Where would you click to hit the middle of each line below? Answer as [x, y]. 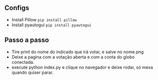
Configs [17, 8]
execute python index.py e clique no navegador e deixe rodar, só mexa [82, 67]
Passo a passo [27, 40]
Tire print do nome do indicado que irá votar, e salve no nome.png [78, 52]
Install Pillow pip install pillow [44, 19]
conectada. [23, 62]
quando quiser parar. [32, 72]
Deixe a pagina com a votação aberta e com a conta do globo [73, 57]
